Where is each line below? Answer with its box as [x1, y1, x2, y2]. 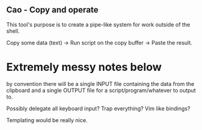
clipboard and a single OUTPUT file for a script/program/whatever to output [6, 86, 196, 94]
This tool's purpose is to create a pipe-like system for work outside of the [6, 21, 190, 28]
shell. [6, 27, 20, 34]
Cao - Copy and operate [6, 5, 99, 15]
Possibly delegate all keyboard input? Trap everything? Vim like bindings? [6, 105, 190, 112]
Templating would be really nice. [6, 116, 88, 123]
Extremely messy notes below [6, 60, 162, 74]
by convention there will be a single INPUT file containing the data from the [6, 80, 195, 87]
